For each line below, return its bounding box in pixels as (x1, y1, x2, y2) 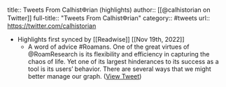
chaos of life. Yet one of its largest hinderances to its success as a (27, 58, 219, 65)
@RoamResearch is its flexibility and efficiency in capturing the (27, 50, 210, 58)
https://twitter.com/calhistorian (7, 22, 97, 30)
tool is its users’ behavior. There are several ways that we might (27, 65, 211, 73)
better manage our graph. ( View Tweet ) (27, 72, 142, 80)
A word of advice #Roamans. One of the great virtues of (27, 42, 190, 51)
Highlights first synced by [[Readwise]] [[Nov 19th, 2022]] (17, 35, 185, 43)
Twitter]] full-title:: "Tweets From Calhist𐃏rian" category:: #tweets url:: (7, 14, 211, 22)
